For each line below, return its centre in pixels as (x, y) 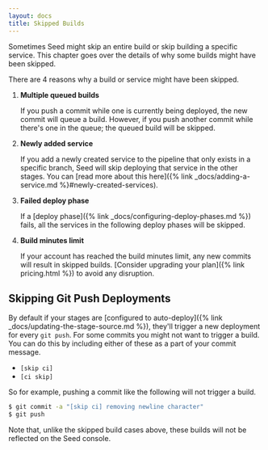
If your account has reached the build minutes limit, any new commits (136, 256)
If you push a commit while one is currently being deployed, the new (134, 111)
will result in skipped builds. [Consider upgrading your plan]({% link (132, 264)
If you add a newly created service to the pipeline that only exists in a (135, 159)
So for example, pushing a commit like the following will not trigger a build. (132, 392)
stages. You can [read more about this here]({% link (107, 176)
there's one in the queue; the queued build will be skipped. (117, 128)
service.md (39, 185)
